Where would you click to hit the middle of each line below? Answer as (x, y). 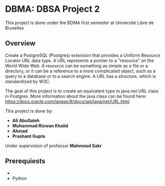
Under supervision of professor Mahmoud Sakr (53, 146)
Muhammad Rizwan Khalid (40, 125)
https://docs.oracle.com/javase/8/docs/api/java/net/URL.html (67, 101)
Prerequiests (25, 161)
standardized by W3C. (28, 81)
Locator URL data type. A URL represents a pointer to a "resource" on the (80, 61)
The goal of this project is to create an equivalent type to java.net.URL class (82, 91)
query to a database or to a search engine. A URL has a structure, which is (81, 76)
